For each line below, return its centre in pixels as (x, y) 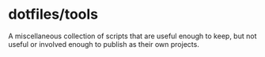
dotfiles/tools (53, 14)
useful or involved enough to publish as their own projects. (104, 44)
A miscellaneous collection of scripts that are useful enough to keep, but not (132, 36)
